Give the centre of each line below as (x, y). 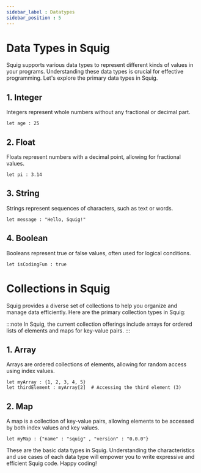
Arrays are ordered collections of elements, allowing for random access (97, 364)
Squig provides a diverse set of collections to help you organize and (92, 306)
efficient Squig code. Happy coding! (52, 463)
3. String (23, 194)
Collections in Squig (58, 288)
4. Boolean (27, 238)
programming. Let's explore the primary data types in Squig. (82, 78)
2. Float (21, 142)
